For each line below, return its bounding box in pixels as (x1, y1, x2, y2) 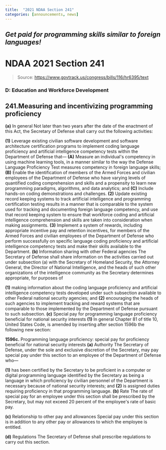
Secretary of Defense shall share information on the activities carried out (5, 254, 154, 259)
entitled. (5, 424, 22, 430)
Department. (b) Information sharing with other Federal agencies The (5, 249, 146, 255)
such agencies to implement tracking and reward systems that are (5, 300, 140, 306)
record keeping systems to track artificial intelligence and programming (5, 195, 151, 201)
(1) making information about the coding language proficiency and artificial (5, 284, 158, 290)
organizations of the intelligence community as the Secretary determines (5, 269, 154, 275)
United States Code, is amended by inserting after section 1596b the (5, 321, 145, 327)
